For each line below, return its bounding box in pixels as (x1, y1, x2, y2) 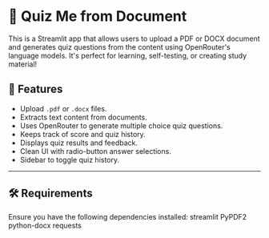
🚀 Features (8, 83, 63, 96)
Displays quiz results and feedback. (19, 138, 139, 147)
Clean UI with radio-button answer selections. (19, 146, 172, 155)
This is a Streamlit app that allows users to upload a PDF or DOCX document (8, 34, 260, 43)
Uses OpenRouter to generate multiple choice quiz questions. (19, 120, 223, 131)
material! (8, 59, 38, 69)
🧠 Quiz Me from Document (8, 7, 187, 26)
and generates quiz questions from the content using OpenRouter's (8, 42, 231, 51)
